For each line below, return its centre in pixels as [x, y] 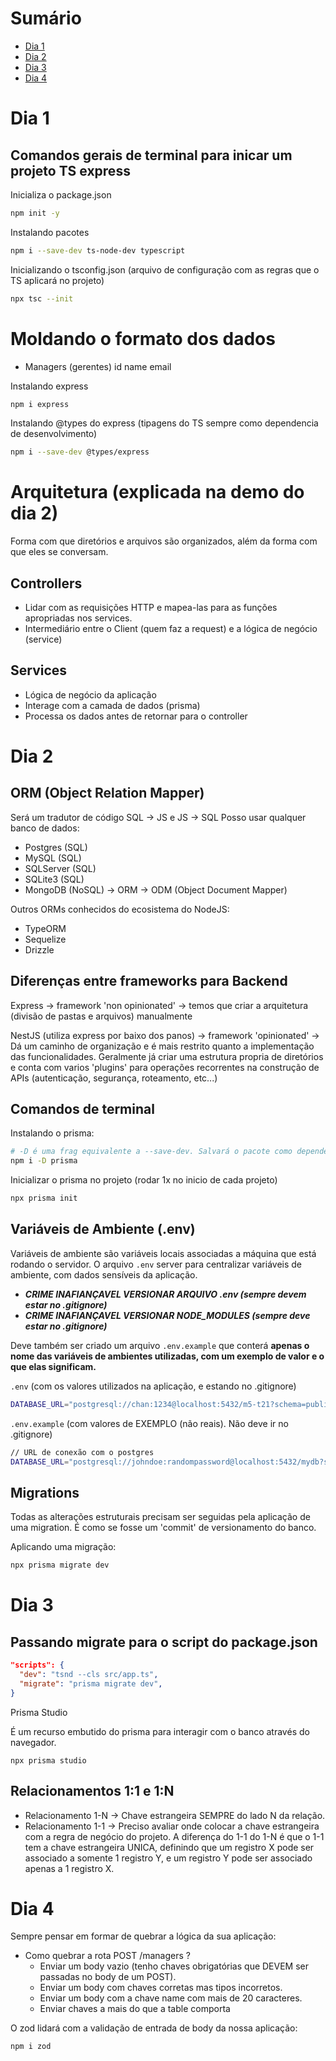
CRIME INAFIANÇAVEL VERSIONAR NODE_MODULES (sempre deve [167, 1315]
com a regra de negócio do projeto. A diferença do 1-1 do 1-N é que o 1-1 [174, 1836]
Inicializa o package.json [61, 194]
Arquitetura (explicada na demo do [157, 492]
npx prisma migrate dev [60, 1565]
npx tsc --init [42, 298]
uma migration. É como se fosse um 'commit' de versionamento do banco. [163, 1528]
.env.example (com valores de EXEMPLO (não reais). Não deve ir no [149, 1423]
